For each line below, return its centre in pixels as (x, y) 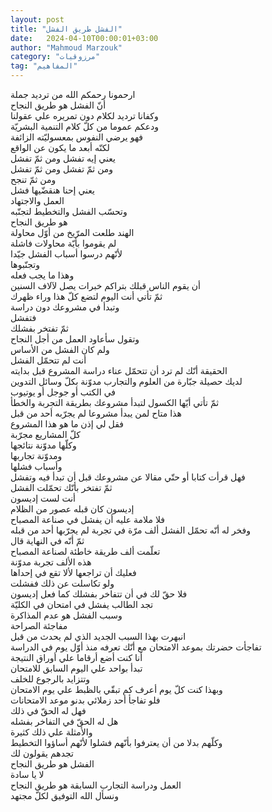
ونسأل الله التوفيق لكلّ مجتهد (64, 795)
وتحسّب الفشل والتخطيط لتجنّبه (69, 211)
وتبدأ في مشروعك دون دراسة (65, 307)
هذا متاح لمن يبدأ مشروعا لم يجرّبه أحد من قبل (96, 413)
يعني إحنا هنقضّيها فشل (52, 190)
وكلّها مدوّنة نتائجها (43, 445)
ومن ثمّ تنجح (33, 179)
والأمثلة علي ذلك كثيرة (51, 732)
